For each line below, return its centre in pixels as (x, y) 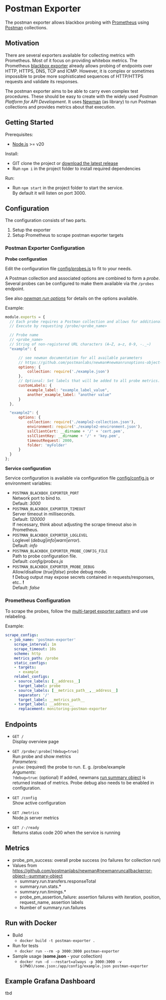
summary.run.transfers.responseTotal (58, 881)
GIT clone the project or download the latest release (65, 163)
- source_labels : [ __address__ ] (47, 681)
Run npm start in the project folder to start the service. (68, 188)
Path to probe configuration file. (45, 556)
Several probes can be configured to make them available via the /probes (80, 283)
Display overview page (36, 742)
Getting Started (29, 123)
